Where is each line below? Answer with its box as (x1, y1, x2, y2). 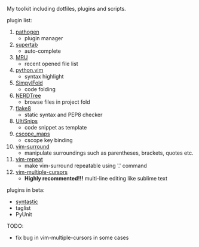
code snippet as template (24, 124, 87, 131)
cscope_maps (15, 130, 50, 137)
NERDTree (15, 92, 41, 99)
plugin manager (24, 35, 63, 41)
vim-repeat (15, 156, 44, 162)
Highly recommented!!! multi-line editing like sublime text (24, 175, 168, 182)
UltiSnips (15, 118, 38, 125)
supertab (15, 41, 38, 48)
